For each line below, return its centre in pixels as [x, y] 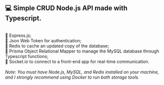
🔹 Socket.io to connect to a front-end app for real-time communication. [77, 61]
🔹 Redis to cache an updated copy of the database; [57, 46]
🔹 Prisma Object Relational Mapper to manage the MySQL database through [82, 51]
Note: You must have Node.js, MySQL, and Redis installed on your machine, [82, 72]
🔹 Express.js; [18, 35]
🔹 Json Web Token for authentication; [43, 40]
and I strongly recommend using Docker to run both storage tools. [72, 77]
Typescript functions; [27, 56]
